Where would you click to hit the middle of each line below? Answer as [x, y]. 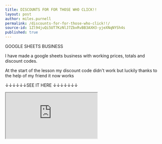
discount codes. [21, 61]
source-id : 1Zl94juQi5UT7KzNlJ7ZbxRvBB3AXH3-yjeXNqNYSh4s [65, 28]
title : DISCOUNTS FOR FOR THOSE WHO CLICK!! [51, 10]
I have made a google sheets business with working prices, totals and [75, 56]
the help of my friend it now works [40, 76]
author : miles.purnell [28, 19]
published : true [21, 32]
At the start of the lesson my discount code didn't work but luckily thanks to [81, 71]
